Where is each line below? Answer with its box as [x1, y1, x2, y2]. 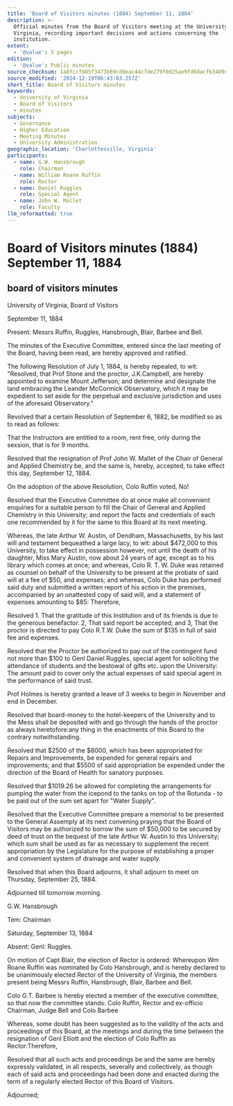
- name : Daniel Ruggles [13, 185, 82, 192]
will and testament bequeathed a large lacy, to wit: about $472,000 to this [7, 539, 218, 547]
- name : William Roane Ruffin [13, 171, 101, 178]
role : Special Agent [19, 191, 79, 198]
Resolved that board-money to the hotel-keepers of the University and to [7, 710, 216, 719]
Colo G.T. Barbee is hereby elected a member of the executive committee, [7, 991, 219, 1000]
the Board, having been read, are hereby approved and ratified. [7, 349, 188, 357]
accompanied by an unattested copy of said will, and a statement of [7, 590, 201, 598]
